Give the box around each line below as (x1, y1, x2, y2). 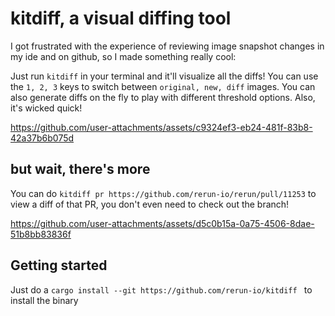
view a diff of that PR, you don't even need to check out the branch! (10, 198, 290, 210)
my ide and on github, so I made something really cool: (10, 50, 237, 62)
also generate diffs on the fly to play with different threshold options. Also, (10, 91, 316, 103)
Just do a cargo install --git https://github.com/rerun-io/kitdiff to (10, 283, 313, 296)
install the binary (10, 294, 79, 306)
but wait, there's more (10, 161, 151, 178)
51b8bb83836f (10, 228, 72, 240)
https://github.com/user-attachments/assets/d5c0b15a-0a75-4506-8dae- (10, 217, 315, 229)
